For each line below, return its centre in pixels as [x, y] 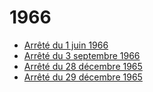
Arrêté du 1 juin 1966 [66, 45]
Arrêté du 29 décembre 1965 [83, 77]
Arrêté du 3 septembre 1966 [82, 55]
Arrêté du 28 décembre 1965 [83, 66]
